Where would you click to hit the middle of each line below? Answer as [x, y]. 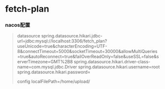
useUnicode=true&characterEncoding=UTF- [62, 46]
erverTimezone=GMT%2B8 [45, 62]
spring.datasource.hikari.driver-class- [112, 62]
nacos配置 [18, 25]
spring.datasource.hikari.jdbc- [72, 36]
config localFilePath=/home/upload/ [54, 82]
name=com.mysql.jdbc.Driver [47, 67]
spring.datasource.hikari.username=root [119, 67]
